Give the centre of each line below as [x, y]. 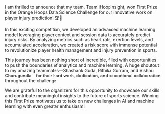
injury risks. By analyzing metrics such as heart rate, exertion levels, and [79, 40]
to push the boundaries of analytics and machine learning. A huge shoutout [82, 65]
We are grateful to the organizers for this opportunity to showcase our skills [82, 90]
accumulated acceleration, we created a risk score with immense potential [81, 45]
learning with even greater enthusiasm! [45, 106]
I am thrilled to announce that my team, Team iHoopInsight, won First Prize [81, 7]
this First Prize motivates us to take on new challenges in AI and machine [80, 101]
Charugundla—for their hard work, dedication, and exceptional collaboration [83, 76]
